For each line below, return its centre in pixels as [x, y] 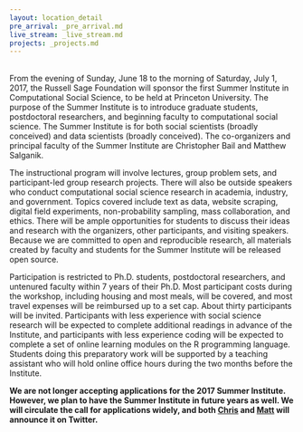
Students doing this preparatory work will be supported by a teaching [139, 354]
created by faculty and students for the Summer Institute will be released [145, 250]
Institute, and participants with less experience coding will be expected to [147, 335]
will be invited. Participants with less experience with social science [136, 316]
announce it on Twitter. [54, 420]
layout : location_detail [56, 18]
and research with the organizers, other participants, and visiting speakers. [149, 231]
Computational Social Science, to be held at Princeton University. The [139, 98]
